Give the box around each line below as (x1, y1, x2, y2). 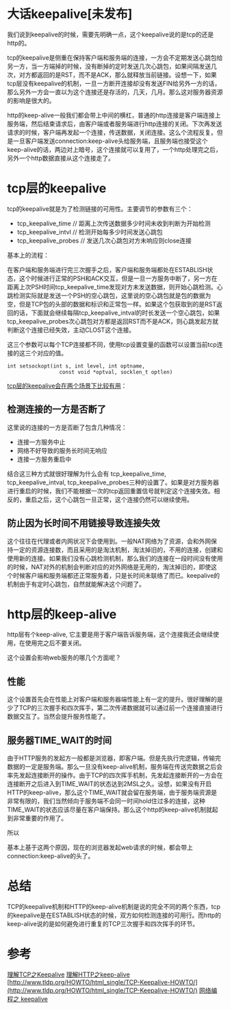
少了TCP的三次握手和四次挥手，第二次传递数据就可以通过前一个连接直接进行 (7, 704, 223, 712)
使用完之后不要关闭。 (25, 639, 86, 647)
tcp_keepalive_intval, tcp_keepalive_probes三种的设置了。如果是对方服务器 (7, 478, 219, 486)
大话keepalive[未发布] (7, 6, 133, 22)
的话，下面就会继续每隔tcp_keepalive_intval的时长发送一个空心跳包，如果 (12, 308, 220, 317)
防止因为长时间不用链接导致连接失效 (7, 517, 160, 529)
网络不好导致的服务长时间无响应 (16, 446, 107, 454)
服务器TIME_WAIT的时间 (7, 734, 112, 746)
